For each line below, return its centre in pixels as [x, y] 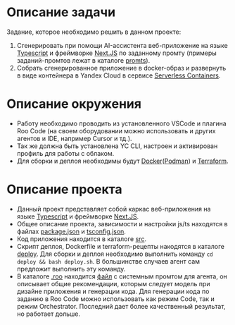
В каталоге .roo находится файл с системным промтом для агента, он [122, 276]
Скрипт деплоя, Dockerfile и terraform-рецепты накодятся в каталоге [120, 246]
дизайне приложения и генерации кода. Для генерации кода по [113, 291]
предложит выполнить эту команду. [71, 269]
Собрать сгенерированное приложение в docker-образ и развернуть [121, 68]
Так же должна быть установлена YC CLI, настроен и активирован [117, 146]
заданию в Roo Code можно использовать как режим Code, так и [116, 299]
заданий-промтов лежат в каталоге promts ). [83, 60]
